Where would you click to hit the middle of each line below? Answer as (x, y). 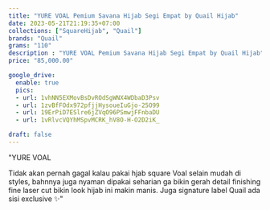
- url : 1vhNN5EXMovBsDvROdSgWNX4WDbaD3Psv (88, 97)
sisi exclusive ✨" (36, 199)
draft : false (30, 135)
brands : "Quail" (35, 38)
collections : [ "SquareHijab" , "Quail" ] (75, 31)
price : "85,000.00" (41, 61)
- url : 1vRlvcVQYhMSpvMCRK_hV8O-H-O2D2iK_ (88, 120)
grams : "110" (30, 46)
